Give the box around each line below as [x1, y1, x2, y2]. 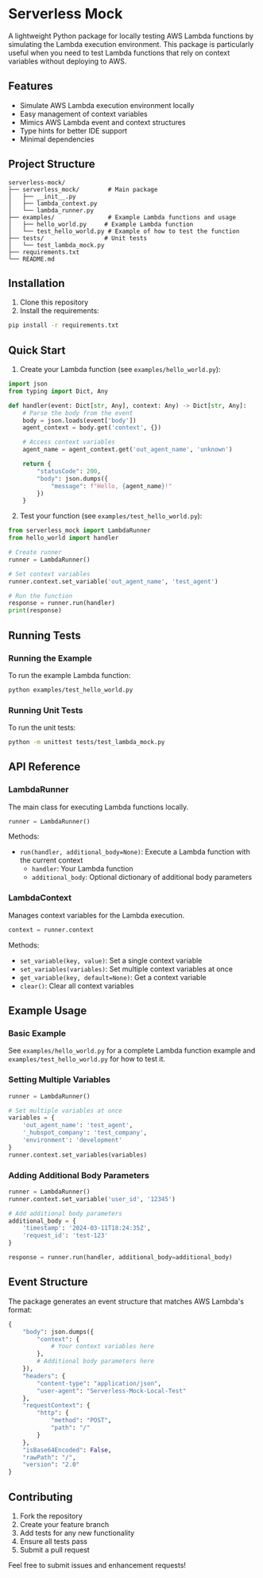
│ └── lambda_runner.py [8, 206, 94, 215]
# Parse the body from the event [22, 409, 133, 417]
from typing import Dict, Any [8, 387, 109, 395]
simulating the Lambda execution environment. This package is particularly [8, 39, 254, 48]
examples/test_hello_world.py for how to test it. [8, 1054, 165, 1064]
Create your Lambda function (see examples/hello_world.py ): [19, 365, 221, 374]
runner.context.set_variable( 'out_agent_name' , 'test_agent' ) [8, 577, 219, 585]
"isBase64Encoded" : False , [22, 1446, 112, 1454]
